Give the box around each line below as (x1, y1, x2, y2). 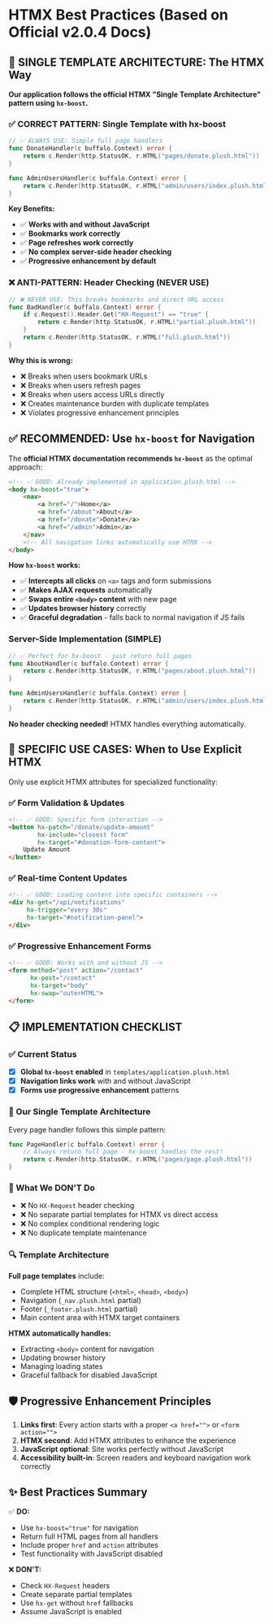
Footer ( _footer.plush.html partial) (19, 1304, 138, 1314)
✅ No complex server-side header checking (19, 247, 172, 257)
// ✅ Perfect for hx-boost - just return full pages (8, 652, 193, 660)
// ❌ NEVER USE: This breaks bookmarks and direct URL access (8, 295, 225, 304)
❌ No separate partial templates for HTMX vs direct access (19, 1210, 219, 1219)
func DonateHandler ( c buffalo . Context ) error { (8, 145, 173, 153)
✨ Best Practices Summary (8, 1485, 148, 1499)
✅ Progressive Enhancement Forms (8, 940, 152, 951)
